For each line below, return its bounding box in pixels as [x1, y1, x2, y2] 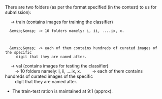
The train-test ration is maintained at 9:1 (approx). [12, 88, 113, 94]
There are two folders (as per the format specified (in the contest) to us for [5, 4, 157, 10]
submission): [5, 9, 31, 15]
